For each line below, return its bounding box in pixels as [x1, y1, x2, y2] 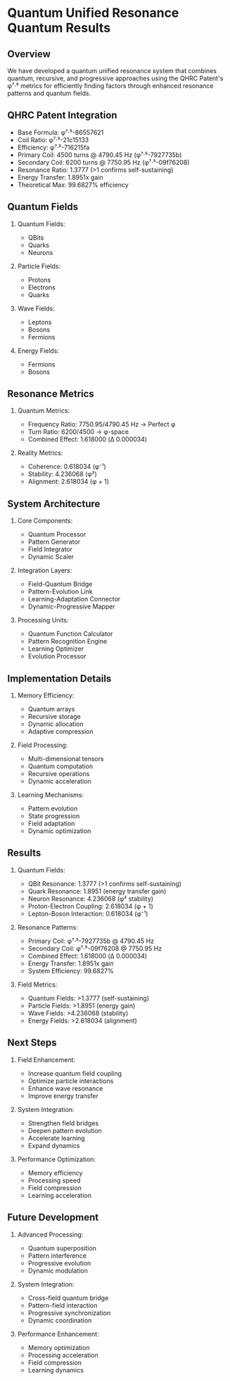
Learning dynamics [27, 1366, 84, 1374]
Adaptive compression [27, 727, 94, 736]
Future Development [7, 1211, 99, 1223]
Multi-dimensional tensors [27, 755, 104, 763]
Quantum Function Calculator [27, 630, 113, 638]
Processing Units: [17, 616, 69, 625]
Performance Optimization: [17, 1155, 96, 1163]
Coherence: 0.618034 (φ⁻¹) [27, 463, 107, 471]
